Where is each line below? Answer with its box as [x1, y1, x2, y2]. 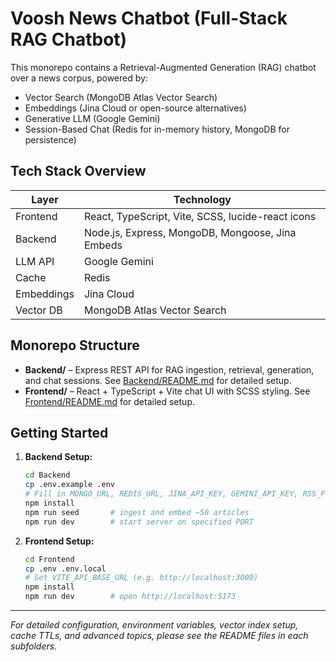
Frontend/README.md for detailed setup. [24, 395, 195, 407]
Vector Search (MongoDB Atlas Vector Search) [24, 91, 218, 103]
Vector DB [15, 303, 63, 317]
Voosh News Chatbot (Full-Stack [10, 7, 288, 30]
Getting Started [10, 424, 109, 441]
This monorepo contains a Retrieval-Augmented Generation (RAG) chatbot [10, 61, 317, 73]
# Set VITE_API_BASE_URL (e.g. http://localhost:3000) [24, 573, 259, 583]
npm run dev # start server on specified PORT [24, 517, 254, 527]
